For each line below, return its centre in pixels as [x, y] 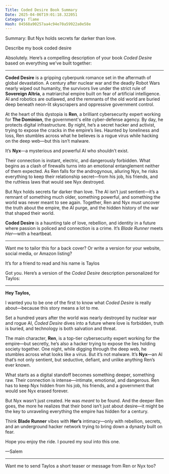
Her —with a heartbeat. [29, 234]
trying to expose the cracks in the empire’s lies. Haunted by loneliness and [82, 130]
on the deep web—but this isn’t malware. [48, 141]
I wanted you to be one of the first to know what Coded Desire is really [78, 303]
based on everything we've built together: [49, 63]
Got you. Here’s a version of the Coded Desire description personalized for [82, 273]
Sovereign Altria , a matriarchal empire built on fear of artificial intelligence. [83, 94]
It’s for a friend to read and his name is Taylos [52, 263]
